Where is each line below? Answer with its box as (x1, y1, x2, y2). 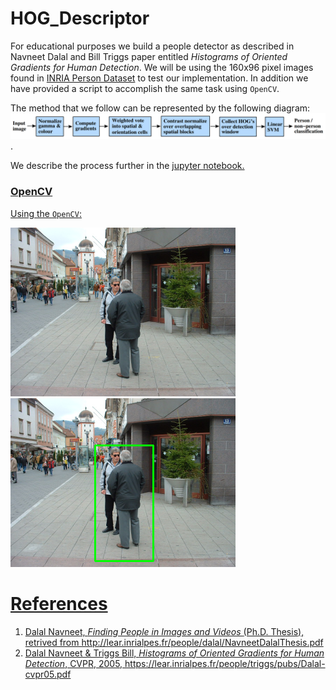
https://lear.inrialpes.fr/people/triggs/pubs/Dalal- (124, 657, 326, 669)
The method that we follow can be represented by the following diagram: (10, 102, 311, 114)
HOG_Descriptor (10, 7, 150, 30)
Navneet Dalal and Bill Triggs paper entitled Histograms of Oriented (10, 50, 288, 62)
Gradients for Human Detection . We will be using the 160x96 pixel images (10, 61, 314, 73)
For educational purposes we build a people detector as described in (10, 40, 295, 52)
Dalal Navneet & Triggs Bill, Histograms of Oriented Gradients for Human (24, 647, 325, 659)
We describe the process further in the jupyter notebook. (10, 160, 245, 172)
